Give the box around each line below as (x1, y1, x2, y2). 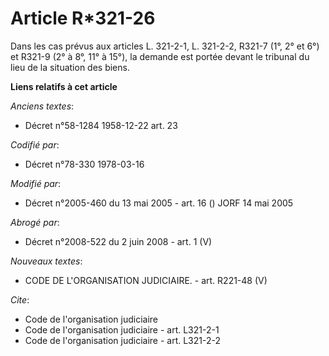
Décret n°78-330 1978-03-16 (24, 158, 145, 170)
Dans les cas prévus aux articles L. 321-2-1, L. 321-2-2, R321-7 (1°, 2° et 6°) (10, 40, 320, 52)
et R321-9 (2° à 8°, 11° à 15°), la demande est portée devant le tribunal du (10, 50, 310, 62)
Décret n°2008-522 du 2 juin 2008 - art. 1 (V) (24, 235, 213, 247)
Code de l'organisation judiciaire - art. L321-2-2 (24, 334, 222, 346)
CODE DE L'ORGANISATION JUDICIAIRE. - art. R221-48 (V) (24, 274, 268, 286)
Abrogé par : (10, 216, 60, 228)
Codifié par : (10, 138, 60, 151)
